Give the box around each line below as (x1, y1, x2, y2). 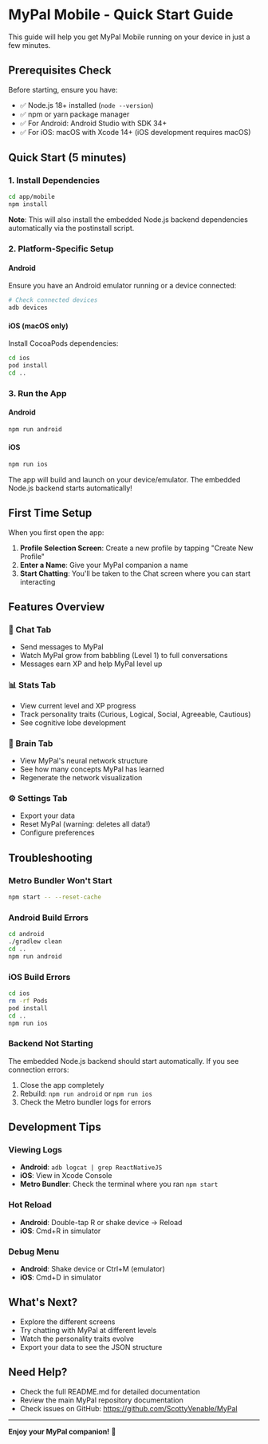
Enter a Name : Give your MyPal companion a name (19, 560, 189, 569)
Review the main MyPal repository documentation (19, 1395, 183, 1405)
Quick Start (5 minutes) (8, 151, 127, 165)
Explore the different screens (19, 1316, 116, 1327)
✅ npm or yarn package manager (19, 109, 130, 119)
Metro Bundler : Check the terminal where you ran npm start (19, 1180, 219, 1189)
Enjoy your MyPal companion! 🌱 (8, 1426, 116, 1436)
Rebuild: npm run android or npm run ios (19, 1089, 153, 1098)
